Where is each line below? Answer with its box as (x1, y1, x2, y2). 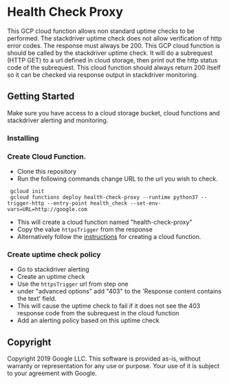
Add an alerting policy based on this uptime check (17, 317, 160, 325)
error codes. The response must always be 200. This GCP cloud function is (7, 41, 221, 49)
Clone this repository (17, 167, 77, 175)
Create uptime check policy (7, 249, 101, 259)
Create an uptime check (17, 273, 86, 281)
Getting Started (7, 91, 75, 102)
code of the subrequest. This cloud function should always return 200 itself (7, 63, 221, 71)
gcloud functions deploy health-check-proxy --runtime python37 (10, 194, 198, 201)
